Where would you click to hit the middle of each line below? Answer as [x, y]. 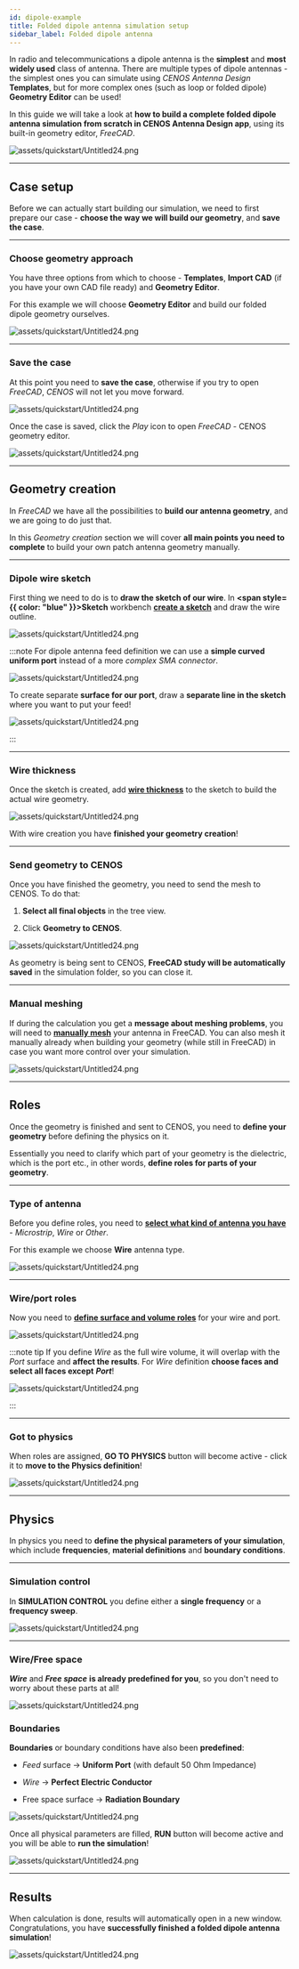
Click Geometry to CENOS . [72, 928]
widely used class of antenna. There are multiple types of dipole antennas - [149, 69]
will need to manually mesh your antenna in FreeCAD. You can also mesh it [147, 1033]
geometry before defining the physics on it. [89, 1136]
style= [275, 597]
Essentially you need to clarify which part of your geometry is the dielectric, [148, 1153]
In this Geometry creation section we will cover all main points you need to [147, 537]
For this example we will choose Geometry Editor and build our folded [138, 304]
